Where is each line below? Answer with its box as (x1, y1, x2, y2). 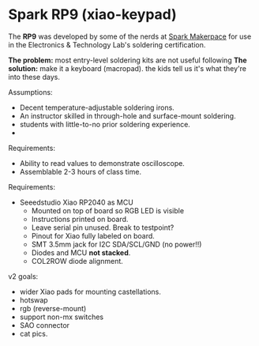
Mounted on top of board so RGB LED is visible (31, 205, 184, 215)
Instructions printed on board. (31, 214, 129, 224)
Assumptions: (8, 87, 53, 96)
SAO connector (19, 320, 69, 329)
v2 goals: (8, 271, 39, 281)
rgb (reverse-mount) (19, 303, 87, 313)
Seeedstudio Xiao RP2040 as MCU (19, 197, 134, 207)
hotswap (19, 295, 49, 305)
